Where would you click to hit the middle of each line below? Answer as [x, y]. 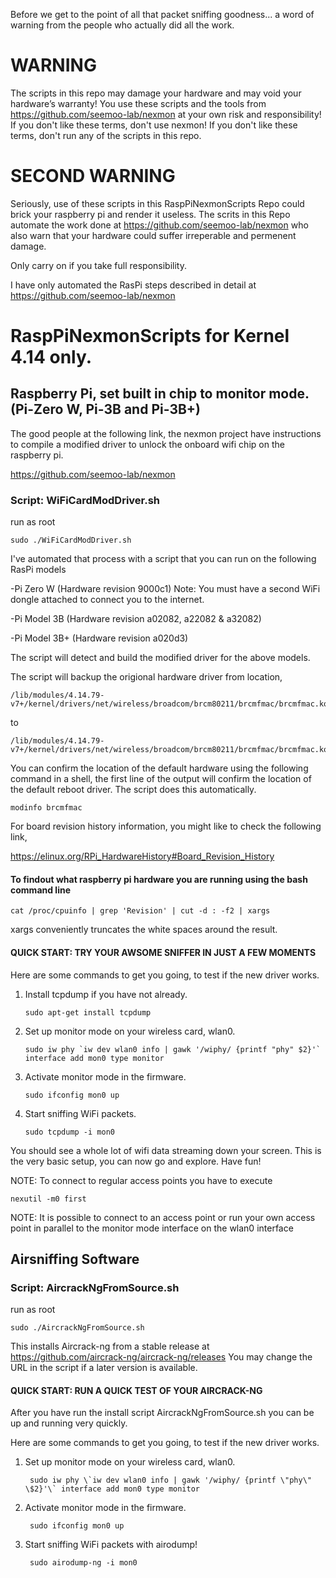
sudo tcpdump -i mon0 [69, 1132]
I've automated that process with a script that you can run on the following [163, 559]
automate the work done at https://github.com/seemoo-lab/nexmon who [159, 225]
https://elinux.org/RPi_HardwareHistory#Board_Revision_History [142, 856]
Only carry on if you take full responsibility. [98, 265]
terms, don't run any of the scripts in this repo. [106, 135]
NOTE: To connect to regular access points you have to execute [141, 1180]
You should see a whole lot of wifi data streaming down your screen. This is [166, 1150]
